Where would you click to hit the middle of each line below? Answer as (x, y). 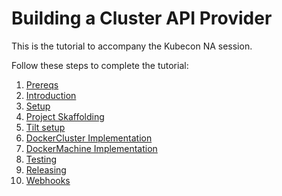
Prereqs (42, 84)
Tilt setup (45, 127)
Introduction (51, 95)
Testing (41, 159)
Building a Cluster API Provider (142, 18)
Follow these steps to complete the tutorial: (100, 65)
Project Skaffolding (65, 116)
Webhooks (48, 180)
